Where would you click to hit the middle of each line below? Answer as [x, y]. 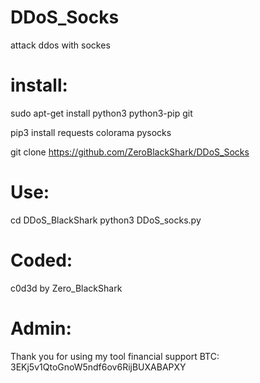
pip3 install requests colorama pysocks [91, 132]
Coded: [41, 260]
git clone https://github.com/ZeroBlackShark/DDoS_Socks [130, 152]
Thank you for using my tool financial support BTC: [115, 356]
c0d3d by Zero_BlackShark [66, 288]
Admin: [41, 328]
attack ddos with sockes [60, 45]
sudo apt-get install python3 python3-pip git [101, 113]
